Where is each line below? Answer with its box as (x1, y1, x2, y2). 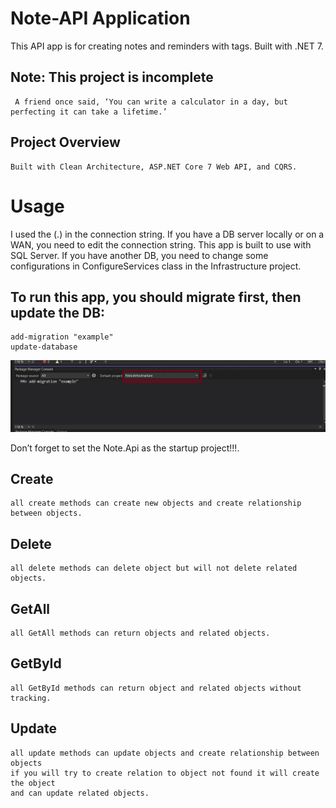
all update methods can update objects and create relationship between (10, 748, 320, 758)
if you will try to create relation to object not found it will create (10, 768, 320, 778)
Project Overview (10, 134, 121, 151)
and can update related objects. (10, 788, 150, 798)
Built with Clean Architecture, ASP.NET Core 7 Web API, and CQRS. (10, 162, 298, 172)
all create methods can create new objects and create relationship (10, 498, 302, 509)
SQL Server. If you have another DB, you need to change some (10, 249, 269, 261)
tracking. (10, 693, 52, 703)
